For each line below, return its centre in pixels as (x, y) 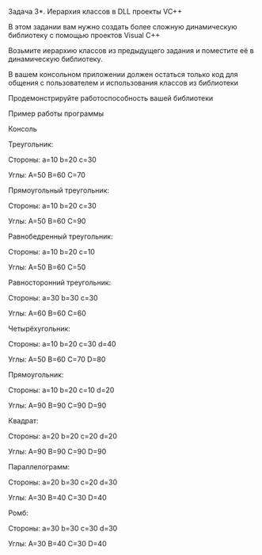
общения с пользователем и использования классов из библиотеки (123, 83)
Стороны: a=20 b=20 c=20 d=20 (63, 436)
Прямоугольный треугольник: (59, 190)
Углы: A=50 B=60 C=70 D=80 (57, 359)
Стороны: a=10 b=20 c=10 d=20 (61, 390)
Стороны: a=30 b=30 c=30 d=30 (63, 528)
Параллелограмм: (39, 467)
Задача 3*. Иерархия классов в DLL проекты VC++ (95, 11)
